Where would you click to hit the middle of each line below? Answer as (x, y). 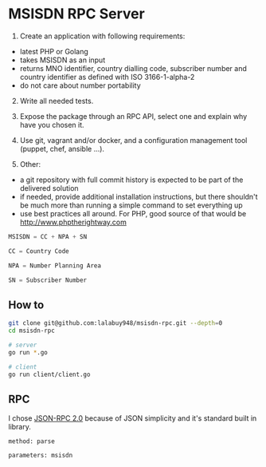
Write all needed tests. (57, 101)
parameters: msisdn (41, 456)
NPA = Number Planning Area (55, 265)
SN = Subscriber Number (48, 280)
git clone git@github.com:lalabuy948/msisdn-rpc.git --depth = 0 (115, 323)
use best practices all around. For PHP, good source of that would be (133, 213)
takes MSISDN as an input (63, 60)
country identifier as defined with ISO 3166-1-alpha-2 (107, 77)
